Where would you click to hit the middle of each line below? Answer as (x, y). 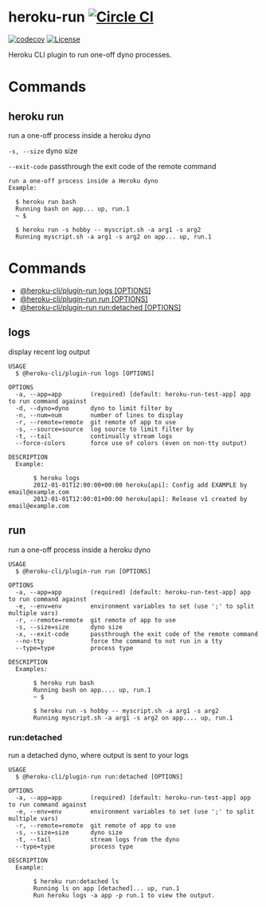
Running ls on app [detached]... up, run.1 (106, 888)
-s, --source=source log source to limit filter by (105, 429)
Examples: (31, 669)
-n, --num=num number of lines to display (99, 415)
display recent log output (49, 352)
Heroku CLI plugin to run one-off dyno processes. (90, 54)
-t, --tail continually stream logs (94, 436)
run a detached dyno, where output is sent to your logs (98, 755)
